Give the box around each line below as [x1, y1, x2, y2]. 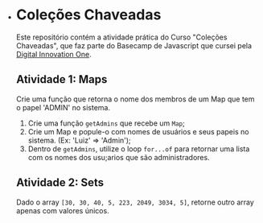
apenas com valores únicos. [15, 205, 110, 215]
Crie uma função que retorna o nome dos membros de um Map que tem [15, 94, 255, 104]
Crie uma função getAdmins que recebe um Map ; [27, 118, 185, 128]
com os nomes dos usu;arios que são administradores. [27, 152, 211, 162]
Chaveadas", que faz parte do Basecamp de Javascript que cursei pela [15, 40, 252, 50]
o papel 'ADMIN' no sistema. [15, 102, 111, 112]
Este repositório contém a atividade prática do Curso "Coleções [15, 32, 228, 42]
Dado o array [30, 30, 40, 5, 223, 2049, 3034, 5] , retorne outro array [15, 197, 255, 207]
